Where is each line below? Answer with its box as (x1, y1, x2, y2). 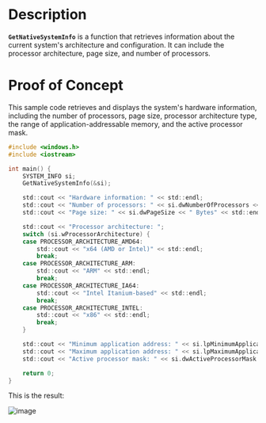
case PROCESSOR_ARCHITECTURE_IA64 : (22, 281, 140, 290)
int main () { (8, 165, 51, 173)
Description (8, 6, 87, 24)
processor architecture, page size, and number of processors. (8, 48, 211, 58)
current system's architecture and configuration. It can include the (8, 40, 225, 49)
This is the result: (8, 391, 65, 401)
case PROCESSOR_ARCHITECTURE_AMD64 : (22, 238, 144, 246)
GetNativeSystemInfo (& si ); (22, 180, 112, 188)
